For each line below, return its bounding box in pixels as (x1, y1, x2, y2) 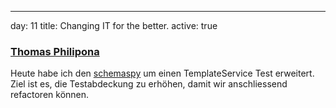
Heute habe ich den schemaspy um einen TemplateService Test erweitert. (10, 67, 315, 80)
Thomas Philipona (10, 44, 100, 58)
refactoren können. (10, 89, 90, 101)
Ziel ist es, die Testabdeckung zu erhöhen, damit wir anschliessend (10, 78, 288, 90)
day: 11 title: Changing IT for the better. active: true (10, 20, 218, 31)
